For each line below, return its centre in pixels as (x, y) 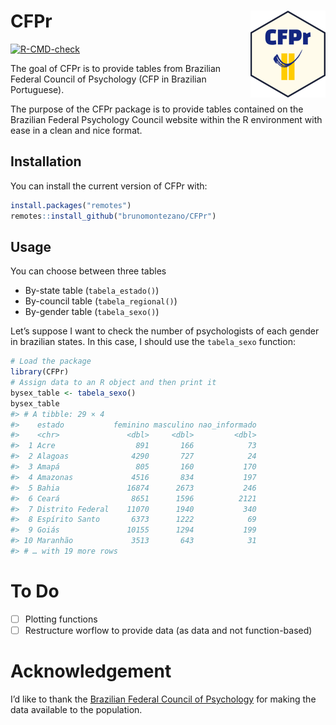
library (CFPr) (40, 372)
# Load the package (51, 361)
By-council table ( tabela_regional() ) (101, 301)
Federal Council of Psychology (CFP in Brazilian (108, 79)
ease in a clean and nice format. (76, 130)
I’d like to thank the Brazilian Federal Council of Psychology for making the (163, 699)
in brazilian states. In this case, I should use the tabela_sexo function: (153, 342)
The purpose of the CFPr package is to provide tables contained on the (157, 109)
